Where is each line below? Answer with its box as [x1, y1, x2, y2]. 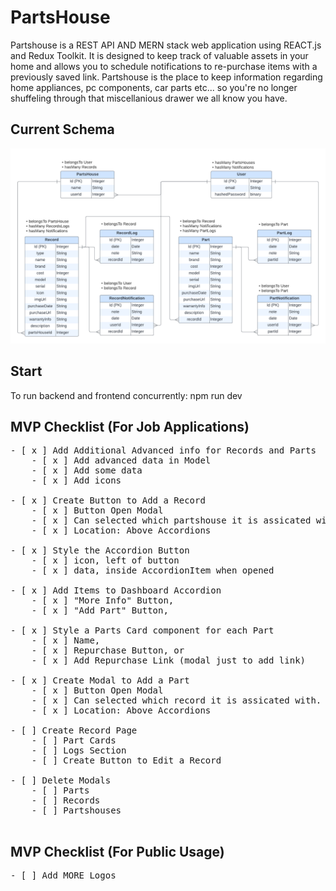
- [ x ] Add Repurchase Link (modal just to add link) [31, 655, 307, 666]
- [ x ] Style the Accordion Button [10, 545, 190, 556]
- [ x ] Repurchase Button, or [31, 645, 185, 656]
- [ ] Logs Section [31, 745, 127, 756]
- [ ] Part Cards [31, 735, 117, 746]
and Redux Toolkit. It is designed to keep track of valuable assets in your [10, 49, 309, 61]
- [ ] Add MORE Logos [10, 870, 117, 881]
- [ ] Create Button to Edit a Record [31, 755, 222, 766]
